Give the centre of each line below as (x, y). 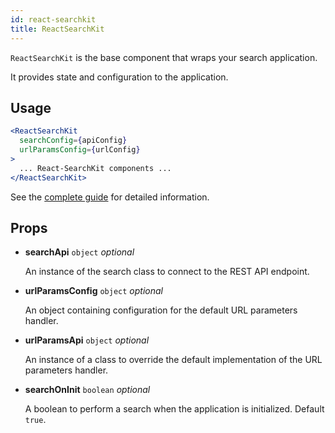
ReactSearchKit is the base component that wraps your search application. (164, 57)
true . (35, 420)
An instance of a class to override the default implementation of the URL (173, 360)
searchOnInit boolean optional (87, 390)
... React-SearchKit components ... (95, 168)
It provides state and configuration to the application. (119, 77)
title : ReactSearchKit (57, 29)
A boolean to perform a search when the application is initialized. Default (174, 409)
